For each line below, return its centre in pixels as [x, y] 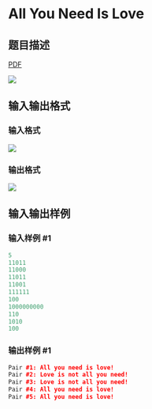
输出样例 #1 [30, 350]
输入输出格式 [39, 106]
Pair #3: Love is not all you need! [68, 382]
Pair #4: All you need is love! [61, 390]
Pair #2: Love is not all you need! [68, 375]
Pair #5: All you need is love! [61, 397]
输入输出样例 [39, 214]
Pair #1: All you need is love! [61, 367]
